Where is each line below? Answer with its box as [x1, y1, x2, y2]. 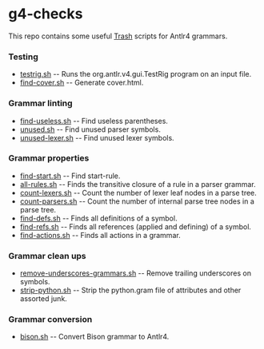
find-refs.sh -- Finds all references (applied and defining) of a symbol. [19, 221, 252, 232]
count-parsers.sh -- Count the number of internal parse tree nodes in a [19, 196, 254, 206]
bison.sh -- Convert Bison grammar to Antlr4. [19, 332, 170, 342]
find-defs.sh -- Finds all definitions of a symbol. [19, 213, 178, 223]
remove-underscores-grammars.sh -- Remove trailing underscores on [19, 268, 252, 278]
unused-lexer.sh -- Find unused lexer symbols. [19, 133, 174, 142]
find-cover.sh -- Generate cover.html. [19, 77, 144, 88]
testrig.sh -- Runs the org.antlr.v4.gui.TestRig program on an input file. [19, 69, 252, 79]
